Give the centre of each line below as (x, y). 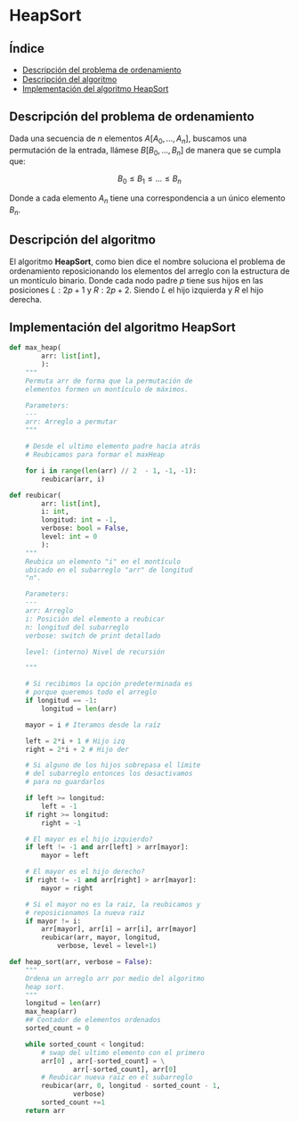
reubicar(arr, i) (73, 479)
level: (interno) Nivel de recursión (95, 652)
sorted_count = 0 (57, 1028)
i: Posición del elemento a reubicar (95, 619)
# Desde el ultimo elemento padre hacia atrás (113, 447)
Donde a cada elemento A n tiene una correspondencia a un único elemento (147, 199)
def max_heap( (36, 348)
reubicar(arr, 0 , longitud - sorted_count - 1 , (131, 1086)
